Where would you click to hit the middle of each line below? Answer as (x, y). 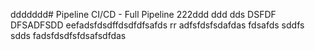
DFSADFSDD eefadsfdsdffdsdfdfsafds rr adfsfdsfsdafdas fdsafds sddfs (157, 25)
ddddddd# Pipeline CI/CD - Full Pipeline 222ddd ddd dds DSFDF (143, 14)
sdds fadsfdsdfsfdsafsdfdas (68, 35)
